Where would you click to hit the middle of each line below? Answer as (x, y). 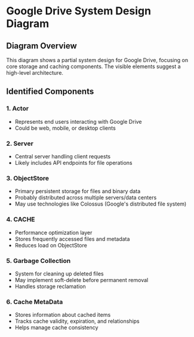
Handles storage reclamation (50, 286)
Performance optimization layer (53, 232)
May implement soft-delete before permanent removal (81, 280)
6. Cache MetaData (35, 302)
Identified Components (50, 92)
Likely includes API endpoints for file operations (73, 163)
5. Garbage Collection (39, 261)
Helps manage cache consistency (56, 327)
